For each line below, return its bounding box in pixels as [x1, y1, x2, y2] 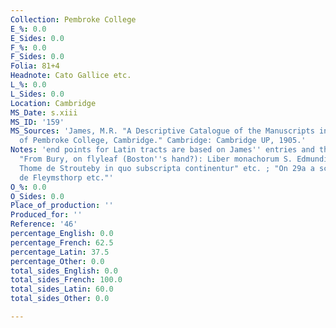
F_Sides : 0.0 [10, 52, 65, 62]
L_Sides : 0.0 [10, 89, 65, 99]
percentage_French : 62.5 [10, 237, 114, 248]
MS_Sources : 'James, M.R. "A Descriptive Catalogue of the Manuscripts [10, 126, 315, 136]
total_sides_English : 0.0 [10, 266, 118, 276]
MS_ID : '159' [10, 117, 65, 127]
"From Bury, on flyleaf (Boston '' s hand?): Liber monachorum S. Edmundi [19, 154, 329, 164]
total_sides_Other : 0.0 [10, 294, 110, 304]
